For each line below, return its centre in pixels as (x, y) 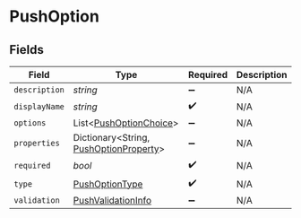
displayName (39, 106)
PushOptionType (108, 184)
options (30, 123)
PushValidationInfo (112, 201)
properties (37, 143)
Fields (27, 50)
